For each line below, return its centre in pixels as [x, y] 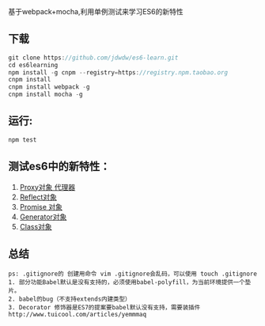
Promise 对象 [41, 207]
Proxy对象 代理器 [47, 187]
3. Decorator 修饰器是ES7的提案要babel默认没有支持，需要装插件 [104, 308]
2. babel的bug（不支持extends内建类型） [70, 299]
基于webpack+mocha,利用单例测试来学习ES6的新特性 [96, 11]
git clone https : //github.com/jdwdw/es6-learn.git [93, 58]
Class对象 [36, 226]
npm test [23, 140]
